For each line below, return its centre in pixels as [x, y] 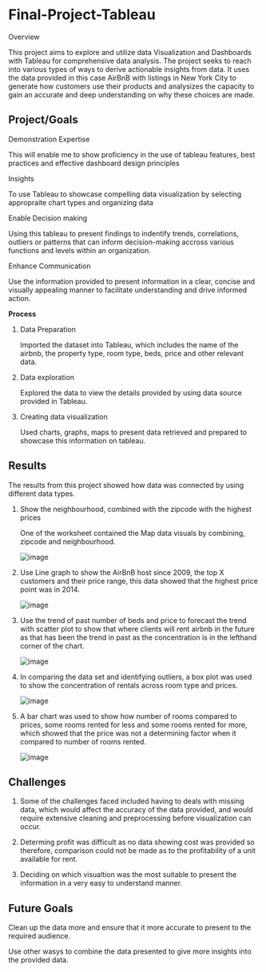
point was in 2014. [50, 589]
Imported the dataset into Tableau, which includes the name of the [129, 344]
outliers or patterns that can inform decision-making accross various [121, 242]
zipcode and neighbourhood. [67, 542]
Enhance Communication [50, 266]
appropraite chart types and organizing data [81, 202]
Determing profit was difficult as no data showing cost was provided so [137, 842]
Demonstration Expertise [49, 139]
